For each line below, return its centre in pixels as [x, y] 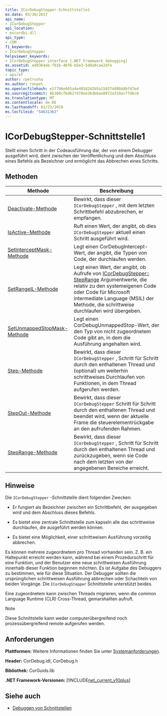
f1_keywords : [19, 47]
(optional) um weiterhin [101, 371]
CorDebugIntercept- [124, 246]
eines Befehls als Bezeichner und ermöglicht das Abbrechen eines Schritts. [82, 161]
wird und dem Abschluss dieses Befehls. [54, 512]
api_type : [15, 38]
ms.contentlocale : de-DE [31, 103]
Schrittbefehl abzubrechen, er [109, 212]
